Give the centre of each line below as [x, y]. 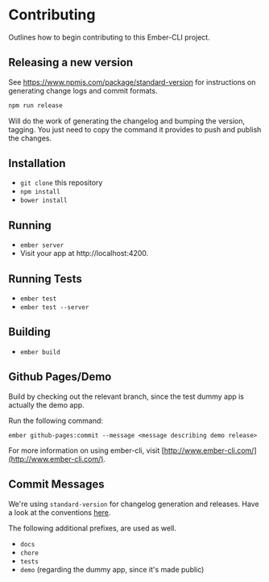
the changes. [30, 138]
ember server [42, 245]
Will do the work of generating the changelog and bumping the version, [127, 121]
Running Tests [45, 279]
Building [29, 332]
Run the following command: [56, 421]
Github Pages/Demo [60, 377]
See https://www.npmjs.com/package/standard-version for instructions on [132, 82]
